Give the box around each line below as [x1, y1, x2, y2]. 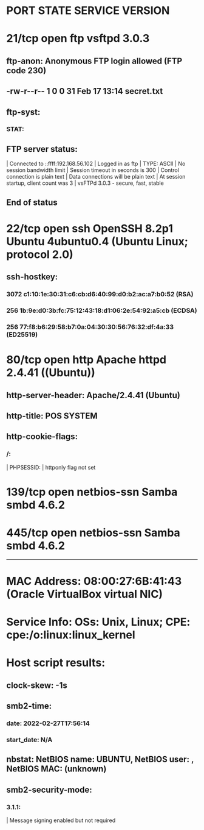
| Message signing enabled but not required [6, 817, 116, 824]
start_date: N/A [6, 735, 53, 744]
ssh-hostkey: [6, 272, 58, 282]
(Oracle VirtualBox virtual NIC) [6, 587, 163, 601]
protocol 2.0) [6, 248, 74, 261]
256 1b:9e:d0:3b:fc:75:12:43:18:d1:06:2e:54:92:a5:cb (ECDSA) [6, 306, 197, 315]
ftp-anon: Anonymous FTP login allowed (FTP [6, 55, 183, 66]
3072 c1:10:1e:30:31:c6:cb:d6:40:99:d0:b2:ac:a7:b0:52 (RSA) [6, 290, 194, 299]
